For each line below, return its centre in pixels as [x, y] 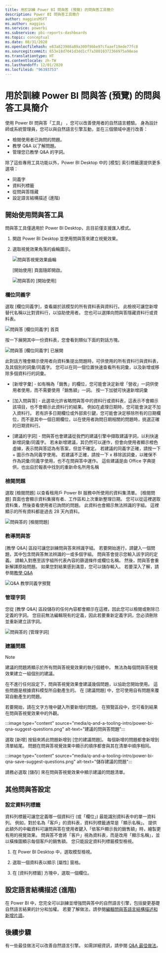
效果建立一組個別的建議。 [31, 674]
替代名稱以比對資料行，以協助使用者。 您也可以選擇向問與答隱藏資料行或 [79, 313]
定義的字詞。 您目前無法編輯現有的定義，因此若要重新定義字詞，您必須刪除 [82, 615]
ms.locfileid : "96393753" [32, 70]
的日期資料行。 [27, 426]
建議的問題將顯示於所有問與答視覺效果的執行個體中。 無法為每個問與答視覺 [82, 667]
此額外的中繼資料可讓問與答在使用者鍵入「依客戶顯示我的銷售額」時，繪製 [81, 828]
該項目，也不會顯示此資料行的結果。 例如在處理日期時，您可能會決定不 [84, 407]
